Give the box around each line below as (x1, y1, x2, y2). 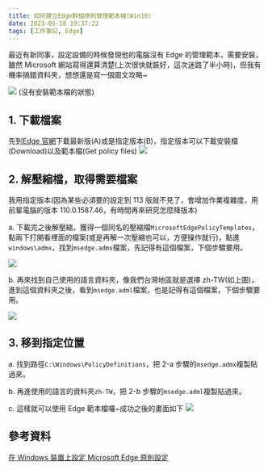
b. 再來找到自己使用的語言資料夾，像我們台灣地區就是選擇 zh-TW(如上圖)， (8, 275, 258, 284)
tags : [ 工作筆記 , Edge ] (8, 27, 83, 35)
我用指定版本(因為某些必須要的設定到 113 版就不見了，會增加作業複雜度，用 (8, 195, 259, 204)
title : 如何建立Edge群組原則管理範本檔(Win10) (8, 11, 152, 20)
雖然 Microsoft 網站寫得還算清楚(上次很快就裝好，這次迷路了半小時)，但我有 (8, 60, 262, 69)
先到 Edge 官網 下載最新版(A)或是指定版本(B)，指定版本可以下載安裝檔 (8, 136, 238, 146)
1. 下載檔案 (8, 113, 62, 127)
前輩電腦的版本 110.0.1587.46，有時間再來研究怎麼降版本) (8, 205, 198, 215)
